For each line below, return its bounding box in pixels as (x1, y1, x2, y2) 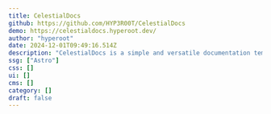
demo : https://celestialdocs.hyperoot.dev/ (8, 26, 157, 35)
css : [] (8, 64, 35, 72)
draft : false (8, 94, 52, 102)
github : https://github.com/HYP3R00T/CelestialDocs (8, 19, 186, 27)
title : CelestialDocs (8, 11, 81, 20)
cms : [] (8, 79, 35, 87)
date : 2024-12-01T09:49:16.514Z (8, 42, 117, 50)
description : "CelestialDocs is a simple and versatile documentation (8, 49, 251, 57)
